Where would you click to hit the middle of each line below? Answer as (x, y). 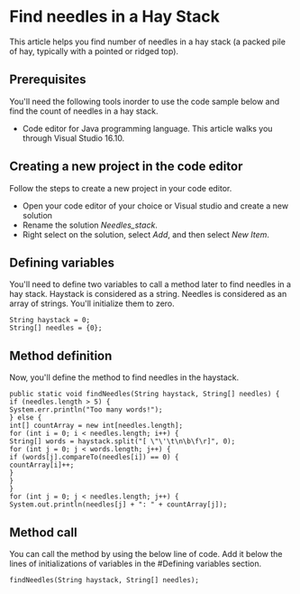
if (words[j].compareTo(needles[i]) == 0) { (94, 458)
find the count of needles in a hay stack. (84, 111)
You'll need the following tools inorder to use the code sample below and (145, 101)
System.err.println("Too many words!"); (86, 410)
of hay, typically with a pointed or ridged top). (94, 51)
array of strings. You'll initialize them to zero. (92, 303)
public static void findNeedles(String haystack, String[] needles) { (145, 394)
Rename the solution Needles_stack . (90, 225)
